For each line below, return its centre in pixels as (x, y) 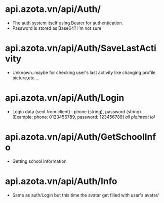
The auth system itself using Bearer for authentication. (68, 23)
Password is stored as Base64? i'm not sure (57, 28)
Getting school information (39, 161)
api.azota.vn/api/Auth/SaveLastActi (81, 48)
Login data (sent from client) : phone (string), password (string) (77, 111)
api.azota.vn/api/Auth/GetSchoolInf (81, 137)
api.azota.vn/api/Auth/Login (65, 98)
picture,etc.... (26, 77)
